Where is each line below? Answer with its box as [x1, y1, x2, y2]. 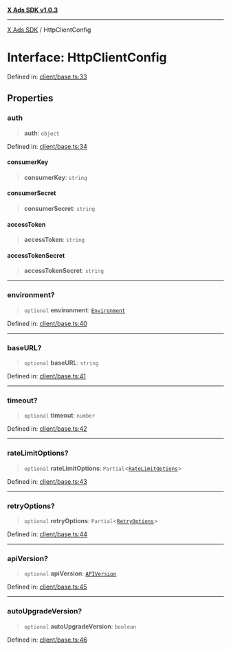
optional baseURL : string [23, 358, 99, 367]
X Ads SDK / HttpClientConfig [7, 26, 91, 34]
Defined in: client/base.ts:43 [7, 477, 87, 485]
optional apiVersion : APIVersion [23, 569, 117, 578]
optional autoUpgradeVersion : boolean [23, 622, 136, 630]
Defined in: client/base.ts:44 [7, 530, 88, 538]
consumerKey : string [23, 173, 87, 181]
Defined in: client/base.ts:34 [7, 142, 87, 150]
